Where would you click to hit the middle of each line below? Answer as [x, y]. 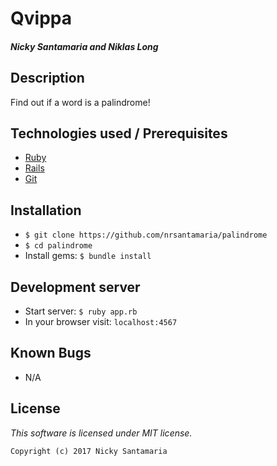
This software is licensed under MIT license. [101, 433]
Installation [46, 210]
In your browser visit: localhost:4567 [101, 322]
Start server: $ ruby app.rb [81, 311]
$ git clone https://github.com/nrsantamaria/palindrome [146, 235]
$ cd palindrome [58, 246]
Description [47, 78]
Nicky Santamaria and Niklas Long [84, 46]
